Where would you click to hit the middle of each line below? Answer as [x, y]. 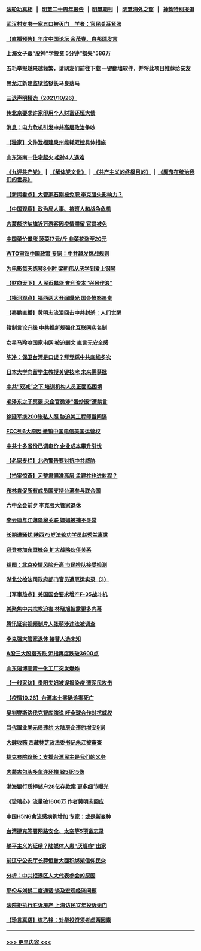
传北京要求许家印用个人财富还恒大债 [51, 113]
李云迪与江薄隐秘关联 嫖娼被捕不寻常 [51, 520]
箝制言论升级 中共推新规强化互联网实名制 [57, 328]
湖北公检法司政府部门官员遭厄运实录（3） [58, 579]
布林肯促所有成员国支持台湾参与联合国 [53, 490]
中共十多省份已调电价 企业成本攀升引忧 [54, 446]
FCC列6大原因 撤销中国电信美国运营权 [53, 432]
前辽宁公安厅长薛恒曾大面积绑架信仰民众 [56, 861]
